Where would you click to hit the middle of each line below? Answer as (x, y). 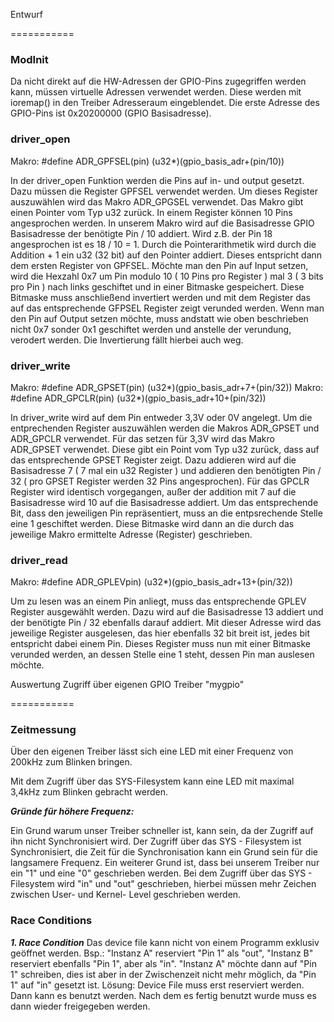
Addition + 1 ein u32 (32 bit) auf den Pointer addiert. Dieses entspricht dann (166, 255)
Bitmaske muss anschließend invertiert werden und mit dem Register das (161, 297)
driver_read (39, 560)
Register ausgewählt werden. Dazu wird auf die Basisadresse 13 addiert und (167, 612)
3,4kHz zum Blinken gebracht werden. (89, 792)
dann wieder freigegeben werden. (80, 1006)
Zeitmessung (43, 730)
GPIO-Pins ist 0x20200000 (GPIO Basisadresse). (111, 113)
